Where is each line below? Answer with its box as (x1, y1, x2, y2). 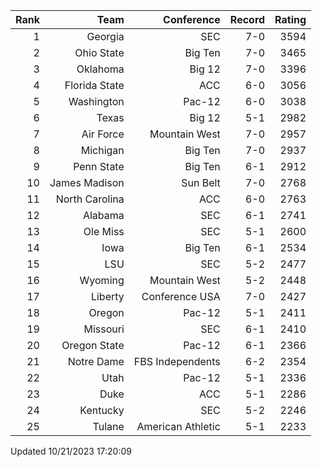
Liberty (90, 290, 125, 303)
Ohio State (74, 46, 125, 59)
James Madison (49, 176, 125, 189)
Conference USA (141, 290, 221, 303)
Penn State (73, 160, 125, 173)
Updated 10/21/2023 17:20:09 (10, 445, 132, 457)
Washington (68, 95, 125, 108)
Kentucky (79, 404, 125, 417)
